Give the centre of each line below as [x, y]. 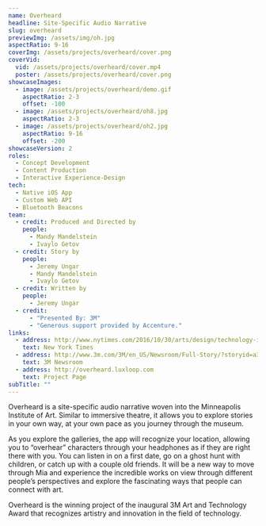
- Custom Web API [44, 200]
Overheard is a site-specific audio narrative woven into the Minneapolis [125, 407]
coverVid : [25, 60]
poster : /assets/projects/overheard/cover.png [93, 75]
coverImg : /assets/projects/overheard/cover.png [90, 52]
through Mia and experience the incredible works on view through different [131, 473]
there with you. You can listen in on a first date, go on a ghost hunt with [124, 456]
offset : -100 [44, 104]
